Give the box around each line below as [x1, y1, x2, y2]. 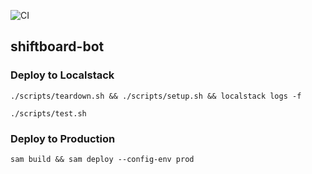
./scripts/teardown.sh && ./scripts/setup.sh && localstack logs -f [10, 91, 302, 101]
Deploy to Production [10, 131, 116, 145]
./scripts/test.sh [10, 108, 87, 119]
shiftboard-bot [10, 38, 105, 55]
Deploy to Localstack [10, 68, 115, 82]
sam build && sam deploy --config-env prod [10, 154, 195, 164]
